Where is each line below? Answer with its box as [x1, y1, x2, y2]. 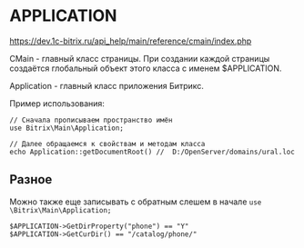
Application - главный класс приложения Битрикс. [9, 80, 205, 91]
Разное [9, 172, 53, 187]
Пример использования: [9, 97, 105, 109]
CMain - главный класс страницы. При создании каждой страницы [9, 53, 270, 64]
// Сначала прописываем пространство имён [9, 115, 173, 124]
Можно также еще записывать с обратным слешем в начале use [9, 196, 262, 207]
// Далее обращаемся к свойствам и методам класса [9, 139, 206, 148]
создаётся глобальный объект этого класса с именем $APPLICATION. [9, 63, 282, 74]
